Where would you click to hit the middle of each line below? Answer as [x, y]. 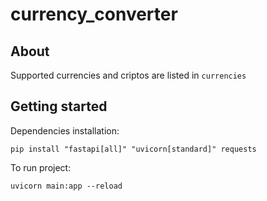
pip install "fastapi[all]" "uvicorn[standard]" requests [133, 149]
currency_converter [94, 14]
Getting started [59, 106]
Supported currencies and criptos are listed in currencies [128, 75]
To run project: [41, 167]
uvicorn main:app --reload [66, 186]
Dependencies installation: [65, 130]
